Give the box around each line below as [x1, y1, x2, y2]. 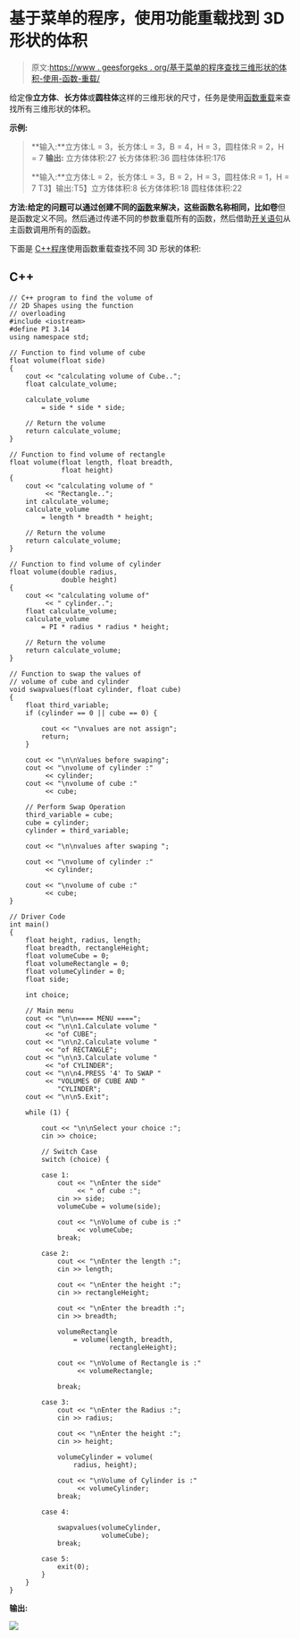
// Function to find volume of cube [9, 348, 146, 357]
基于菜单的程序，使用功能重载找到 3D [9, 8, 285, 29]
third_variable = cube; [25, 810, 114, 819]
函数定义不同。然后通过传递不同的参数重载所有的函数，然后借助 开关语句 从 [16, 212, 291, 224]
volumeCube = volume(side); [56, 1201, 162, 1211]
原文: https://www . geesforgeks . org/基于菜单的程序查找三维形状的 [30, 62, 279, 73]
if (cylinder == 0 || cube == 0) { [25, 708, 158, 717]
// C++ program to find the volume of [9, 293, 154, 303]
